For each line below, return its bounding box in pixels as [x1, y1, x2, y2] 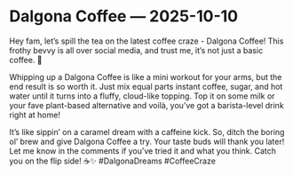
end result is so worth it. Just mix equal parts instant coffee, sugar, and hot [9, 81, 283, 91]
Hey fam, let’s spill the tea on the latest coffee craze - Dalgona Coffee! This [9, 36, 284, 46]
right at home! [9, 109, 60, 120]
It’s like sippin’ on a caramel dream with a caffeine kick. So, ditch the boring [9, 126, 285, 137]
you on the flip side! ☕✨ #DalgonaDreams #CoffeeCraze [9, 155, 216, 166]
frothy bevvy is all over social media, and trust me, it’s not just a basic [9, 44, 264, 55]
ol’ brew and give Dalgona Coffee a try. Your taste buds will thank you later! [9, 136, 285, 147]
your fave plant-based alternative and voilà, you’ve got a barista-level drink [9, 99, 284, 110]
